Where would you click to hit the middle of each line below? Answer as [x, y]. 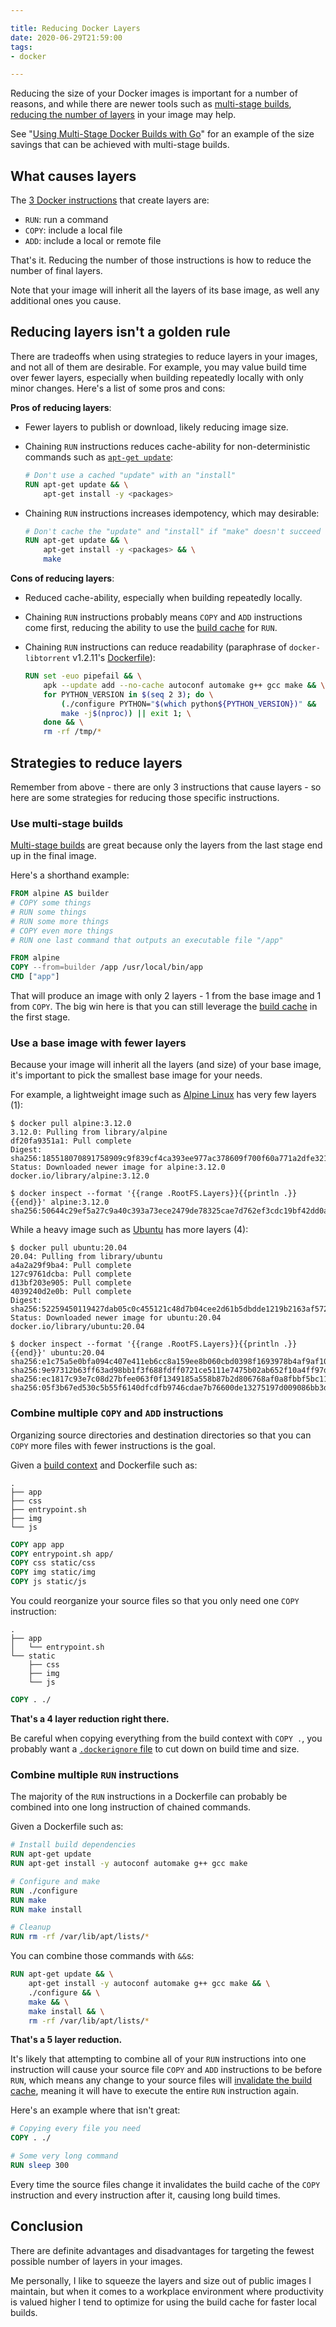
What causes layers [73, 176]
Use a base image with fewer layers [98, 1043]
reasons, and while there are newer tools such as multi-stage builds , [151, 104]
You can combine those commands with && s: [102, 1956]
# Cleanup [31, 1927]
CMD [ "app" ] [35, 977]
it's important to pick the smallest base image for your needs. [136, 1075]
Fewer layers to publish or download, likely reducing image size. [156, 427]
